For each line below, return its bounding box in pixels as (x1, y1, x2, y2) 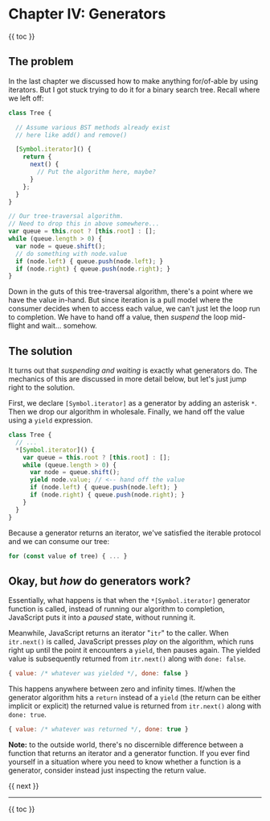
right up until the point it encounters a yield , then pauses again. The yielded (8, 646, 261, 655)
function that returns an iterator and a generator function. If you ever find (8, 749, 251, 757)
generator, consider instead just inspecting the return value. (8, 765, 207, 775)
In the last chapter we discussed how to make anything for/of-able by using (8, 76, 259, 85)
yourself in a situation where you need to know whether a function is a (8, 757, 241, 766)
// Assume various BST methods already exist (15, 123, 171, 131)
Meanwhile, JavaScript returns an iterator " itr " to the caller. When (8, 629, 229, 638)
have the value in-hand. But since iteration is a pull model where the (8, 295, 233, 305)
